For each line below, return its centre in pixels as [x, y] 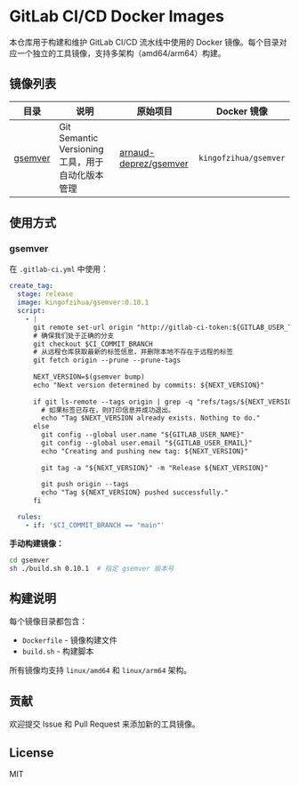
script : [32, 311]
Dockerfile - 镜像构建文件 [69, 640]
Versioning [81, 148]
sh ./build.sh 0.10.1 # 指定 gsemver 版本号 [92, 568]
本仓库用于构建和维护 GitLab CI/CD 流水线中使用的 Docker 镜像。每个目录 [145, 42]
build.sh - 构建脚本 [58, 652]
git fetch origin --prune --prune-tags [106, 361]
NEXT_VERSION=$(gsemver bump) [89, 377]
